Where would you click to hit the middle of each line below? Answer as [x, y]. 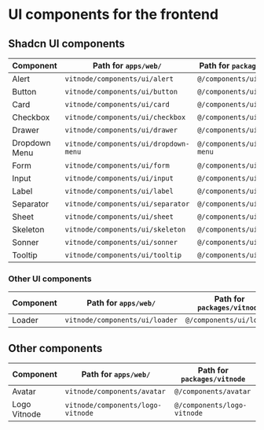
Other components [55, 348]
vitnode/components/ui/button [121, 92]
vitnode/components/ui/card [117, 104]
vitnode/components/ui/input [119, 178]
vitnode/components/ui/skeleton [125, 230]
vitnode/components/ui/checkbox [125, 117]
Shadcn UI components [67, 44]
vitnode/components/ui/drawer [121, 130]
